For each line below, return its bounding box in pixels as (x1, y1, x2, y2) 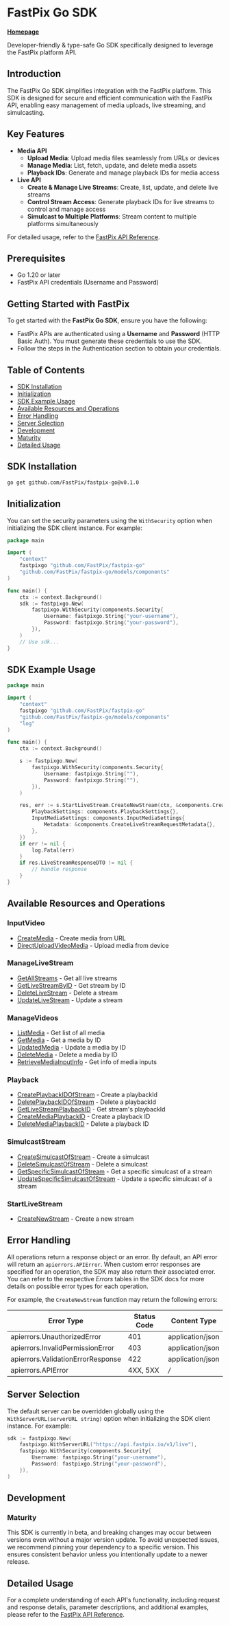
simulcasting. (7, 108, 44, 116)
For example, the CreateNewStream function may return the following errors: (7, 1295, 218, 1303)
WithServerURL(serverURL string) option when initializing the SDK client (7, 1414, 211, 1422)
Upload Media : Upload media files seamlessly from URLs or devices (27, 153, 220, 162)
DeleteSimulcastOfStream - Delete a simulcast (16, 1160, 149, 1168)
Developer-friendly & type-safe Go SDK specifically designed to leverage (7, 41, 214, 49)
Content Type (170, 1316, 217, 1325)
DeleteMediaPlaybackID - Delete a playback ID (16, 1120, 149, 1128)
